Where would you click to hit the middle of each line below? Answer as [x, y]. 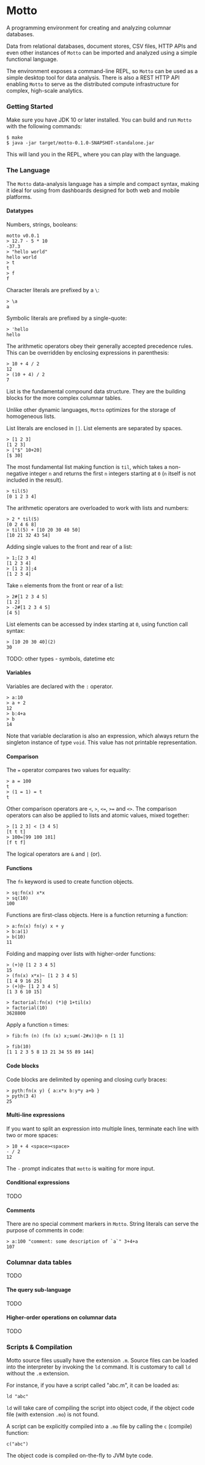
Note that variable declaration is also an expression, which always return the [102, 736]
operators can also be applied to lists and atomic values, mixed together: [98, 815]
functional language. [32, 59]
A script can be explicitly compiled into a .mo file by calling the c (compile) [99, 1426]
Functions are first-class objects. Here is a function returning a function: [97, 915]
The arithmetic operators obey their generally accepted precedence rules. [100, 346]
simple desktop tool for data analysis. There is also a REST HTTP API [93, 77]
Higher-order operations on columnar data [61, 1318]
